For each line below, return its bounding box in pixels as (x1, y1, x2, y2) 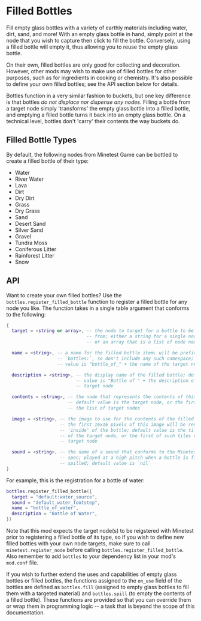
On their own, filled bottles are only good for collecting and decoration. (6, 61, 181, 68)
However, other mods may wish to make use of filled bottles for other (6, 67, 176, 74)
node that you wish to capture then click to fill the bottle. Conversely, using (6, 37, 191, 44)
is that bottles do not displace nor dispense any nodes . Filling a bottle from (6, 98, 191, 106)
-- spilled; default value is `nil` (59, 461, 151, 467)
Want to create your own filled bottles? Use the (6, 291, 122, 298)
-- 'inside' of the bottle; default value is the (59, 427, 186, 433)
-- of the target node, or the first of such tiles (59, 432, 191, 439)
